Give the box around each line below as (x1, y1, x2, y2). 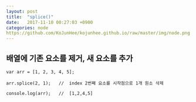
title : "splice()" (6, 14, 54, 20)
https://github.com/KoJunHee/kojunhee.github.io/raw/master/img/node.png (6, 30, 191, 36)
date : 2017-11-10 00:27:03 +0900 (6, 19, 93, 25)
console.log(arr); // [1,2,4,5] (6, 90, 93, 96)
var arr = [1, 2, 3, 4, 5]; (6, 69, 75, 75)
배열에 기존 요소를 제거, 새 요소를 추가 (6, 53, 133, 63)
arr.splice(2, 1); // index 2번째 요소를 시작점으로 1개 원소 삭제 (6, 80, 164, 86)
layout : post (6, 8, 38, 15)
